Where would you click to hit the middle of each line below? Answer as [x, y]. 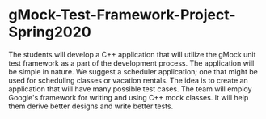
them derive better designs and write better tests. [91, 106]
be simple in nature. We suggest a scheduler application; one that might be [133, 71]
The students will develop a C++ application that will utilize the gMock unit [132, 54]
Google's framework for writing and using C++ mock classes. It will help [129, 97]
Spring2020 [50, 32]
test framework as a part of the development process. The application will [131, 63]
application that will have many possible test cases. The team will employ [130, 89]
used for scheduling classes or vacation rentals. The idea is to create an [128, 80]
